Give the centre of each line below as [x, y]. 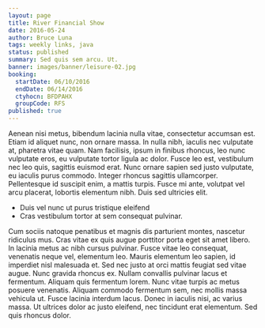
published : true [35, 111]
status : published [38, 52]
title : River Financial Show [56, 23]
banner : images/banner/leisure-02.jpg [72, 67]
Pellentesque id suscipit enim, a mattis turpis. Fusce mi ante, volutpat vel [127, 184]
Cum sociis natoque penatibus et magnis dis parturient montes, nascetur [127, 231]
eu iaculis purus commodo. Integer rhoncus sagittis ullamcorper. [113, 175]
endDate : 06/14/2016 [49, 89]
